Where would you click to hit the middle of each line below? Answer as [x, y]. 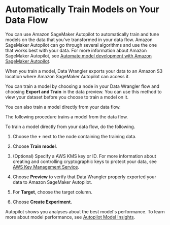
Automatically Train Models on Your [82, 9]
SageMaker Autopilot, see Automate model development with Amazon [79, 56]
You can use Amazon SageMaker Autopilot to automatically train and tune [82, 34]
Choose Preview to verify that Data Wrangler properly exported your [84, 177]
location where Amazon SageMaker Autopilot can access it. [68, 76]
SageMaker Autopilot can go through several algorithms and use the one [81, 45]
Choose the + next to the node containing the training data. [75, 136]
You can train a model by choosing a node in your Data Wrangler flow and [82, 86]
